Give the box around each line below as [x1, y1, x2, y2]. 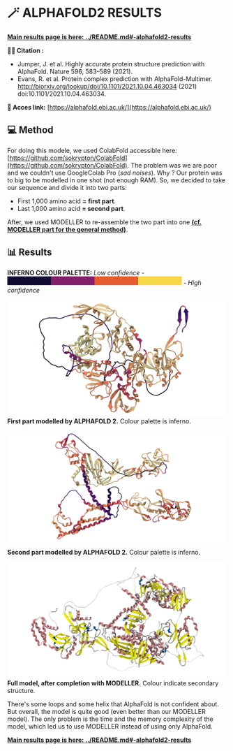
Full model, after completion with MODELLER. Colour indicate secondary [7, 679, 219, 687]
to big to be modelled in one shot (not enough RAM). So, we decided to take [7, 175, 225, 184]
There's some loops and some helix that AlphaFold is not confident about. [7, 700, 220, 708]
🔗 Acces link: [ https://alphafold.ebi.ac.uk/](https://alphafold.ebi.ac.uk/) [7, 103, 211, 111]
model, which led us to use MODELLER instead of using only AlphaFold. [7, 722, 213, 731]
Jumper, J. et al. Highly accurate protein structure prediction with [17, 59, 205, 68]
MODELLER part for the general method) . [7, 225, 128, 233]
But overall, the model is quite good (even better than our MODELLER [7, 708, 206, 716]
